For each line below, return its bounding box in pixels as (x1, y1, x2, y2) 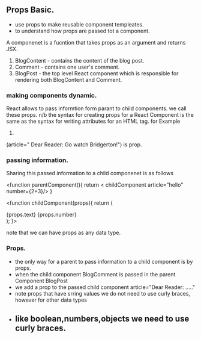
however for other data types (14, 296, 87, 303)
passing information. (6, 156, 69, 164)
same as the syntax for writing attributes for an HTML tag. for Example (6, 117, 181, 125)
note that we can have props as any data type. (6, 229, 121, 237)
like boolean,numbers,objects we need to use (14, 314, 190, 324)
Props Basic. (6, 5, 55, 15)
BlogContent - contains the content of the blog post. (14, 57, 145, 64)
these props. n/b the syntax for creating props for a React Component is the (6, 111, 194, 119)
